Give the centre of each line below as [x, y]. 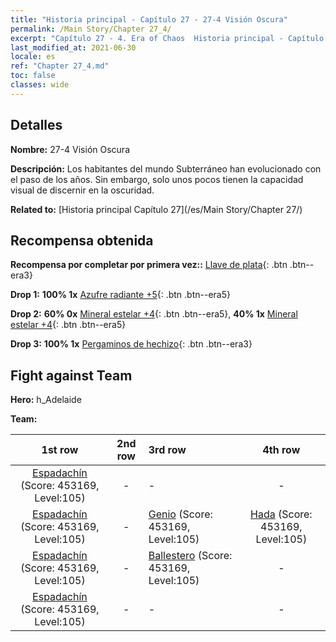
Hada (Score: [281, 514]
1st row [60, 450]
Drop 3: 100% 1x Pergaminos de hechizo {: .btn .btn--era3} [131, 344]
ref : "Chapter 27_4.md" [60, 66]
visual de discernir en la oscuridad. [82, 190]
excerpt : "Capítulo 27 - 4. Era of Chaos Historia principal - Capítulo [167, 38]
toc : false [33, 76]
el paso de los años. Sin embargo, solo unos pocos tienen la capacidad [157, 179]
